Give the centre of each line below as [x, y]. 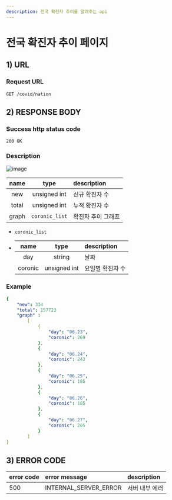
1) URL [18, 65]
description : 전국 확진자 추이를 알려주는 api [57, 12]
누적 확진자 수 [91, 206]
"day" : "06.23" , [68, 332]
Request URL [25, 82]
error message [66, 477]
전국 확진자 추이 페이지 [57, 43]
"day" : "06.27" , [68, 420]
